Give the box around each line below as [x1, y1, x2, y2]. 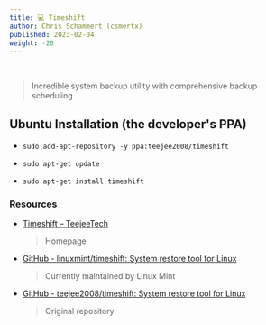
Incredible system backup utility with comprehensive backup [31, 80, 258, 91]
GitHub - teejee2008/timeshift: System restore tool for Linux [22, 288, 246, 299]
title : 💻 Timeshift [9, 13, 86, 23]
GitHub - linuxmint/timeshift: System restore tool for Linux [22, 254, 237, 265]
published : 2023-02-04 [9, 30, 95, 39]
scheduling [31, 90, 74, 101]
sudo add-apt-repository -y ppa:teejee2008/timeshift [22, 142, 229, 152]
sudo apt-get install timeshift [22, 177, 144, 186]
